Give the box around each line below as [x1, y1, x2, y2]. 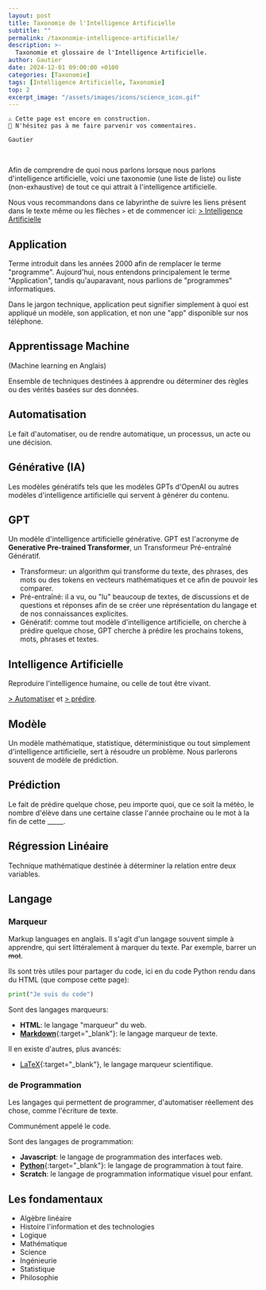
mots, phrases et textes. [19, 634, 99, 644]
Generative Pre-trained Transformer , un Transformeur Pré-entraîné [8, 543, 232, 552]
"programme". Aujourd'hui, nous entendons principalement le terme [8, 268, 230, 277]
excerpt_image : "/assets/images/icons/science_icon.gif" [8, 93, 201, 101]
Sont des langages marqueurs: [8, 1005, 109, 1014]
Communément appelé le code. [8, 1121, 111, 1131]
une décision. [8, 437, 53, 447]
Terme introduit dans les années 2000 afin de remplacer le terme [8, 259, 222, 269]
